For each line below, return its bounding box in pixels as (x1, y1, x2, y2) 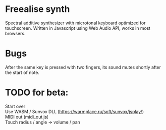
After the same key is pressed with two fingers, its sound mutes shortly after (5, 64, 161, 70)
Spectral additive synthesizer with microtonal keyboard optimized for (5, 20, 146, 26)
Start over (5, 103, 26, 109)
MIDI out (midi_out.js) (5, 114, 49, 120)
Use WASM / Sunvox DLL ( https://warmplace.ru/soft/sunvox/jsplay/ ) (5, 108, 144, 115)
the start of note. (5, 69, 40, 75)
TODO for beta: (5, 87, 68, 98)
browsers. (5, 30, 26, 36)
